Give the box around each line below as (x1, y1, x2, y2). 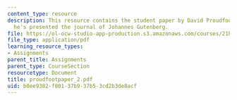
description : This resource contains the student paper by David (7, 17, 203, 24)
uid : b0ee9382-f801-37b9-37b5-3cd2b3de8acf (7, 82, 138, 89)
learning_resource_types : (7, 43, 83, 50)
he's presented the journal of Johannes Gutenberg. (13, 23, 169, 30)
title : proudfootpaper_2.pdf (7, 75, 93, 83)
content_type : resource (7, 10, 78, 18)
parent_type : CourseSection (7, 63, 90, 70)
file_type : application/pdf (7, 37, 90, 44)
